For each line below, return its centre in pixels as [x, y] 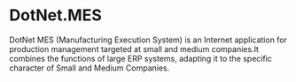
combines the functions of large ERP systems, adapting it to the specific [141, 58]
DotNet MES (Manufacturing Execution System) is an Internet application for [148, 40]
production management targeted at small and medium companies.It [134, 48]
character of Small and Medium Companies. [90, 68]
